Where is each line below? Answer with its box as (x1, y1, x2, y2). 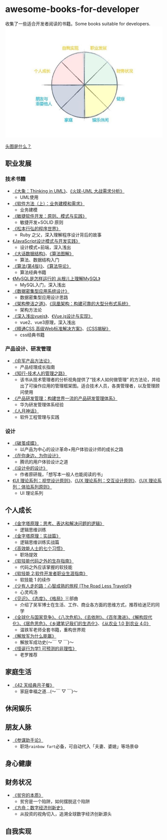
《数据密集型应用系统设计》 (12, 288, 70, 294)
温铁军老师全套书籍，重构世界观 (19, 626, 86, 632)
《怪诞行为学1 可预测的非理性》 (12, 645, 77, 651)
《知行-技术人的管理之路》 (12, 370, 67, 376)
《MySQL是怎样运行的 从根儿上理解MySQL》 (12, 275, 101, 281)
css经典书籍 (19, 332, 45, 338)
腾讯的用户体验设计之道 (19, 459, 68, 465)
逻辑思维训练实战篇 (19, 539, 60, 545)
